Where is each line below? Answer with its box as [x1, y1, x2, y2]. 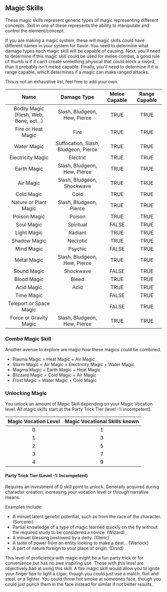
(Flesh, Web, [14, 111, 44, 118]
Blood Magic [14, 276, 44, 283]
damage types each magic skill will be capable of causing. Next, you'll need [5, 48, 161, 54]
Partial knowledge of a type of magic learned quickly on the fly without [12, 524, 158, 530]
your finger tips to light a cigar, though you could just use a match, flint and [5, 571, 159, 577]
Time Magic [15, 292, 43, 298]
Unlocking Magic [5, 390, 47, 397]
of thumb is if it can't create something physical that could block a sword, [5, 58, 156, 64]
